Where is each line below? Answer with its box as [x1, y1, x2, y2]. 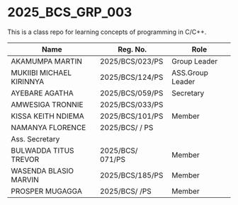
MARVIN [11, 175, 39, 184]
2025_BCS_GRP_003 [7, 4, 132, 20]
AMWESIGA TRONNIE [11, 100, 84, 110]
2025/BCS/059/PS [99, 88, 164, 98]
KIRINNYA [11, 76, 45, 86]
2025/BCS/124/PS [99, 72, 164, 82]
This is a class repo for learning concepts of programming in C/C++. [7, 28, 207, 36]
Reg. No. [118, 44, 147, 54]
